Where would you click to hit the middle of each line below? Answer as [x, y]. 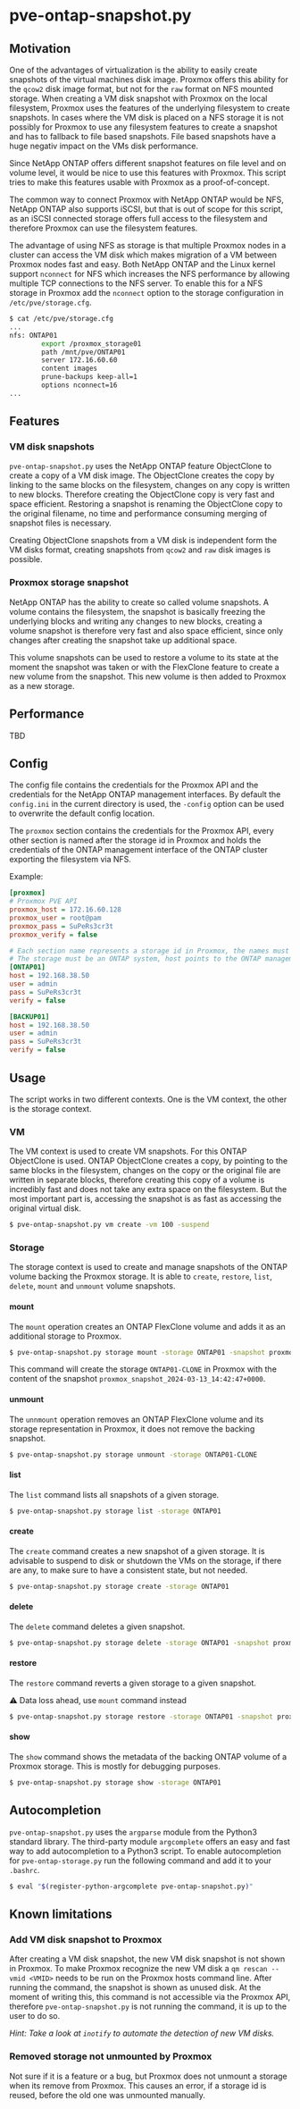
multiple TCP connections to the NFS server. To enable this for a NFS [136, 283]
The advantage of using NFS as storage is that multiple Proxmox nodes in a [148, 245]
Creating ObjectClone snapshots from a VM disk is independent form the [143, 541]
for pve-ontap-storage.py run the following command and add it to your [141, 1861]
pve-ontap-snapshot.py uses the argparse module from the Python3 [133, 1832]
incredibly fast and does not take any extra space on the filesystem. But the [148, 1189]
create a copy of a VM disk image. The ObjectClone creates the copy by [142, 475]
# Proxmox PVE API [43, 902]
